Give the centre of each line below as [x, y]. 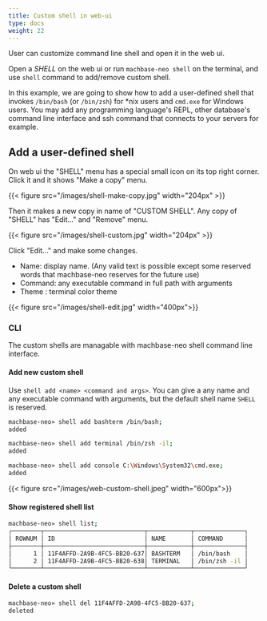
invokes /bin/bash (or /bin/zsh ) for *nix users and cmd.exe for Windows [126, 102]
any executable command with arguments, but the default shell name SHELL [132, 398]
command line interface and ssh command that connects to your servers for [133, 119]
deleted [21, 611]
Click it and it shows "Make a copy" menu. [78, 180]
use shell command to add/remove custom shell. [90, 78]
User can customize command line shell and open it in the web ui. [117, 54]
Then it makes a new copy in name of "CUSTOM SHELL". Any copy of [123, 211]
